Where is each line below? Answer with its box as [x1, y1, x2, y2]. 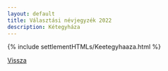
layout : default [7, 10, 55, 18]
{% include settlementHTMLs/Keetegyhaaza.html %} [7, 43, 161, 51]
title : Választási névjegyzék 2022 [7, 17, 112, 24]
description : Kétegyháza [7, 23, 80, 30]
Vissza [7, 56, 27, 65]
